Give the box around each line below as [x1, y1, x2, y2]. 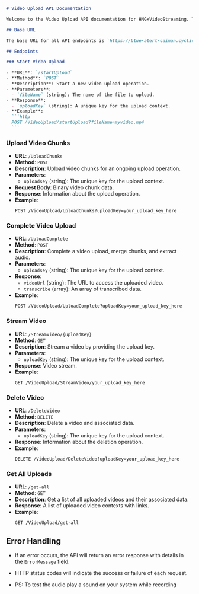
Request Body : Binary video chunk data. [14, 184, 114, 191]
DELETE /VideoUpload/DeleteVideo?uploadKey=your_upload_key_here [14, 456, 179, 462]
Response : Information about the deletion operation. [14, 439, 143, 446]
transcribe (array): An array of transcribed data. [23, 285, 142, 293]
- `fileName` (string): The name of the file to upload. [11, 92, 155, 98]
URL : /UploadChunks [14, 152, 63, 159]
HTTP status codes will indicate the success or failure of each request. [14, 570, 188, 577]
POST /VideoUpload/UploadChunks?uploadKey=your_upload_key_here [14, 208, 177, 214]
